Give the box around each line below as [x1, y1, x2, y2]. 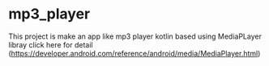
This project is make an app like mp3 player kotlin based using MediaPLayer [8, 31, 262, 41]
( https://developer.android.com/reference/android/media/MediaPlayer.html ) [8, 48, 261, 58]
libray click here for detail [8, 39, 93, 49]
